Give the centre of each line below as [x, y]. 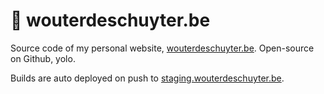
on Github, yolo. [43, 58]
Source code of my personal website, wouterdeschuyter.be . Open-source [162, 48]
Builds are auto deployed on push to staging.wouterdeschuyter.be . [147, 78]
